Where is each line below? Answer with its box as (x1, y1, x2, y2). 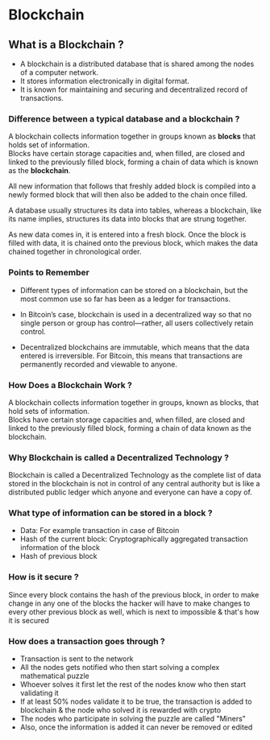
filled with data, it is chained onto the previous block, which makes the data (8, 238, 259, 248)
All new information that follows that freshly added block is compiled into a (8, 181, 256, 191)
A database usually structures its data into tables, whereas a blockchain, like (8, 205, 262, 215)
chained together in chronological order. (8, 247, 142, 257)
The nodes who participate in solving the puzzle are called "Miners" (19, 714, 246, 724)
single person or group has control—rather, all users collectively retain (19, 318, 254, 328)
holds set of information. (8, 140, 90, 150)
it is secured (8, 615, 50, 625)
